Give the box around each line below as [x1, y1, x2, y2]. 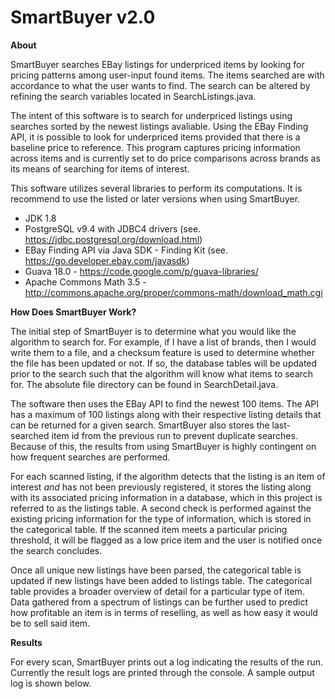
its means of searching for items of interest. [10, 162, 190, 175]
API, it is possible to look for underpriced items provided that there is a [10, 131, 301, 143]
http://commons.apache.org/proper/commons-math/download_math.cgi [24, 286, 323, 298]
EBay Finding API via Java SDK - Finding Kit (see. [24, 244, 228, 256]
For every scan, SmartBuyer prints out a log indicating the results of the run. [10, 656, 324, 668]
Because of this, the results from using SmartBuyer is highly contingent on [10, 440, 317, 452]
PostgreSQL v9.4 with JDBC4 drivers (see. [24, 222, 202, 235]
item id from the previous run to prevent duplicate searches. [51, 429, 298, 441]
